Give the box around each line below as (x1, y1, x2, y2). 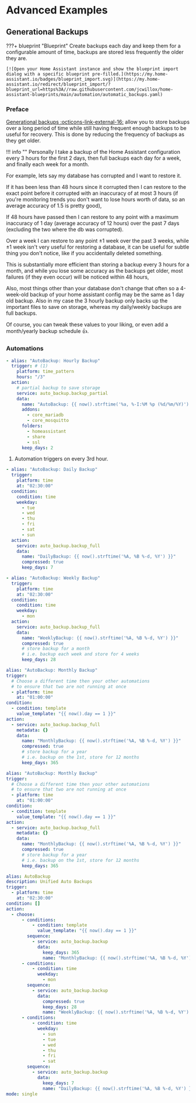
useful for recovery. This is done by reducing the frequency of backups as (6, 131, 185, 138)
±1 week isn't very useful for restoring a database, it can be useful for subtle (6, 243, 190, 250)
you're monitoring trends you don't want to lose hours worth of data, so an (6, 196, 185, 203)
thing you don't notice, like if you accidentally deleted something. (6, 250, 163, 257)
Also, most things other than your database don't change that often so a (6, 285, 179, 292)
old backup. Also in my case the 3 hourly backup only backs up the (6, 297, 168, 304)
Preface (6, 105, 29, 113)
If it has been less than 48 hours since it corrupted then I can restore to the (6, 184, 187, 191)
